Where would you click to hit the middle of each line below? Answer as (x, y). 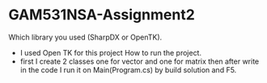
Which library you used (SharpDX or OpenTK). (85, 37)
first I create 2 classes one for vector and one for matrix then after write (140, 61)
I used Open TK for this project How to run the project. (111, 52)
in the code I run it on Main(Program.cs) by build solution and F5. (128, 69)
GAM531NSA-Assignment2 (102, 15)
